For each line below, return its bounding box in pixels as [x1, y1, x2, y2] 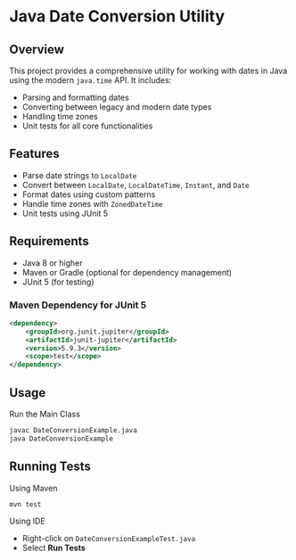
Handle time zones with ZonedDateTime [21, 198, 163, 209]
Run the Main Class [9, 408, 80, 419]
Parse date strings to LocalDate [21, 169, 137, 180]
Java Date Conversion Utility [9, 6, 226, 27]
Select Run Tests [21, 542, 86, 554]
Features [9, 146, 60, 161]
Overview [9, 42, 65, 57]
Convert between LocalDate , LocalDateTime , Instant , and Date [21, 179, 250, 190]
